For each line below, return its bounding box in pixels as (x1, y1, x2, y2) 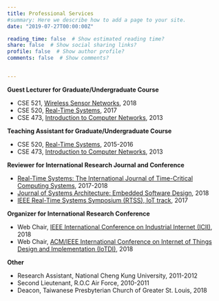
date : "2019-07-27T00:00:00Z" (7, 23, 94, 30)
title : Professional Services (7, 10, 94, 17)
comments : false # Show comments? (7, 54, 109, 62)
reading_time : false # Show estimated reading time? (7, 35, 165, 42)
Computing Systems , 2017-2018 (17, 181, 108, 189)
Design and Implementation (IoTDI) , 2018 (17, 245, 134, 253)
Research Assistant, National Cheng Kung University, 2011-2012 (17, 271, 198, 280)
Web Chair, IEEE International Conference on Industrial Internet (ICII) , (17, 222, 213, 231)
